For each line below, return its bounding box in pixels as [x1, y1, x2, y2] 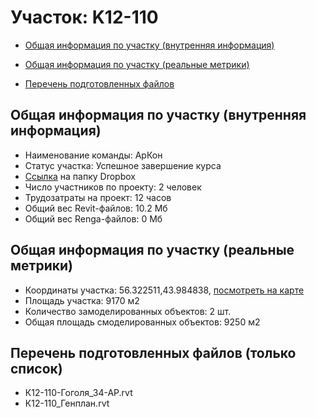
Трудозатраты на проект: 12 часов [24, 191, 172, 203]
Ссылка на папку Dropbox [24, 170, 136, 182]
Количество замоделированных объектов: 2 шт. [24, 305, 232, 317]
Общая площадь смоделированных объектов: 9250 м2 [24, 316, 261, 328]
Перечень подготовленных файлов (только [10, 344, 297, 361]
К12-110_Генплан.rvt [24, 397, 110, 410]
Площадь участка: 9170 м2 [24, 294, 140, 306]
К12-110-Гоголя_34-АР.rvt [24, 387, 133, 399]
